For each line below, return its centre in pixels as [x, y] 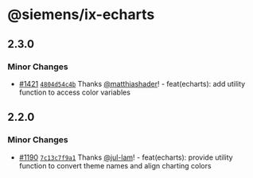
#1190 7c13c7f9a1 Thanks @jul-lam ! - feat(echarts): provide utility [126, 157]
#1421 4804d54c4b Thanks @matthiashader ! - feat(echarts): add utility [132, 83]
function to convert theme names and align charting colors [115, 165]
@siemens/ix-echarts [81, 15]
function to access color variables [74, 92]
